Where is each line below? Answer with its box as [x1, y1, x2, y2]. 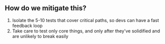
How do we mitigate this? [5, 4, 87, 12]
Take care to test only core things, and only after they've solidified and [12, 27, 160, 34]
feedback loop [12, 22, 43, 28]
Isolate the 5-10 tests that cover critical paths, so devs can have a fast [12, 17, 159, 23]
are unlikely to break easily [12, 33, 69, 39]
